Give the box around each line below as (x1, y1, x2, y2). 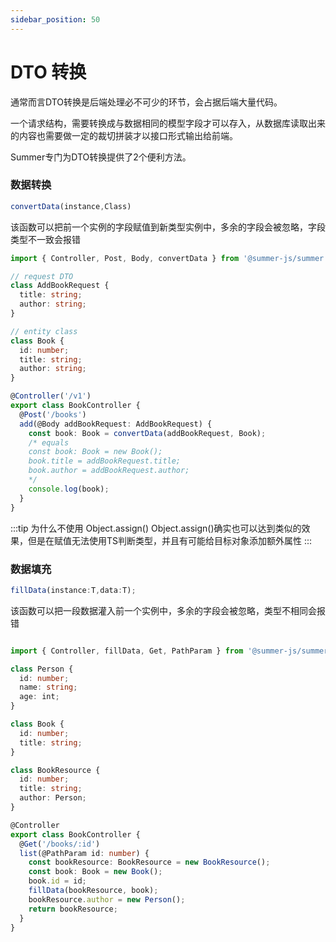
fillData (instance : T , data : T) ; (10, 585, 137, 595)
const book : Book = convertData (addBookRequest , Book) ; (28, 428, 267, 438)
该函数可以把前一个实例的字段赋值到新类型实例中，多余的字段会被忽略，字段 (10, 221, 326, 233)
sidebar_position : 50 (10, 14, 101, 25)
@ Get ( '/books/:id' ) (19, 839, 101, 849)
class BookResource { (10, 765, 101, 775)
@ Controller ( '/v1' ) (10, 391, 92, 401)
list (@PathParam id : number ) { (19, 848, 150, 858)
